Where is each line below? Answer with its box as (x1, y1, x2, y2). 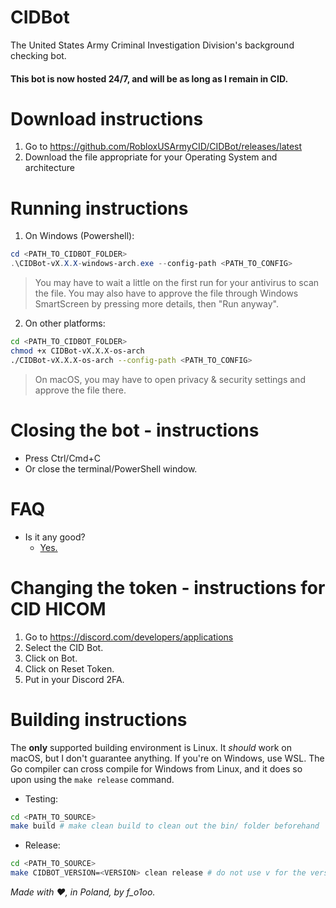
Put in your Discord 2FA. (24, 673, 125, 685)
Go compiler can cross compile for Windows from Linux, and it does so (10, 762, 303, 775)
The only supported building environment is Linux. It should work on (10, 741, 292, 753)
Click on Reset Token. (24, 662, 115, 675)
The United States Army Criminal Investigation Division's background (10, 39, 295, 51)
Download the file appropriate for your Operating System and (24, 151, 278, 163)
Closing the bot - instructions (10, 419, 260, 441)
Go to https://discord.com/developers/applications (24, 631, 234, 643)
